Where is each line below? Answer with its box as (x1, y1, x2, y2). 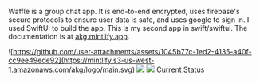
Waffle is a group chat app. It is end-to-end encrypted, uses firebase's (8, 7, 241, 16)
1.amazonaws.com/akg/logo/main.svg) (8, 65, 136, 74)
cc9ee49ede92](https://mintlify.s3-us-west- (8, 55, 155, 65)
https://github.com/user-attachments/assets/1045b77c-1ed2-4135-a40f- (13, 47, 253, 56)
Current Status (156, 65, 205, 74)
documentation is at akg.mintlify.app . (8, 32, 130, 41)
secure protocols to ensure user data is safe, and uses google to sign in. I (8, 15, 250, 24)
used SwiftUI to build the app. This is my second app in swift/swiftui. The (8, 24, 248, 32)
